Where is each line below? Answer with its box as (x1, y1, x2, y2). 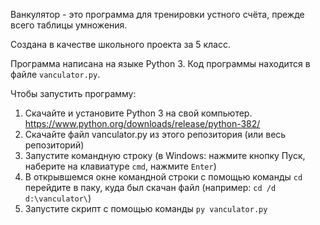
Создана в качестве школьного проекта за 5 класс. (10, 39, 231, 50)
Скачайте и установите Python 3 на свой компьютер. (24, 107, 253, 119)
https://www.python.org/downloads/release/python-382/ (24, 118, 261, 129)
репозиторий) (24, 139, 85, 151)
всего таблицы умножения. (10, 19, 128, 31)
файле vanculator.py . (10, 69, 101, 80)
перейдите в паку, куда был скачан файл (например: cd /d (24, 182, 277, 193)
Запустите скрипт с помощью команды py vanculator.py (24, 203, 268, 214)
